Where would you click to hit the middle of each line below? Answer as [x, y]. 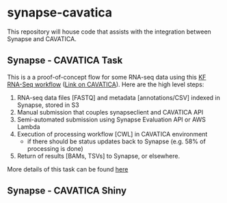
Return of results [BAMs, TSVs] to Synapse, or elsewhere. [98, 156]
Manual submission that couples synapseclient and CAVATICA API [110, 112]
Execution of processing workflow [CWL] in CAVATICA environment [112, 134]
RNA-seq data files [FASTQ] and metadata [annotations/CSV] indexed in [119, 97]
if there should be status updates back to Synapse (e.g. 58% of [117, 141]
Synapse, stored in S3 [48, 105]
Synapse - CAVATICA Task [65, 61]
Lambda [28, 127]
